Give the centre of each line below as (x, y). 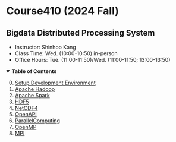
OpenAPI (26, 114)
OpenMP (26, 127)
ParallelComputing (37, 121)
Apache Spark (32, 95)
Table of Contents (34, 71)
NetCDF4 (26, 108)
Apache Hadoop (35, 89)
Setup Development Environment (55, 83)
